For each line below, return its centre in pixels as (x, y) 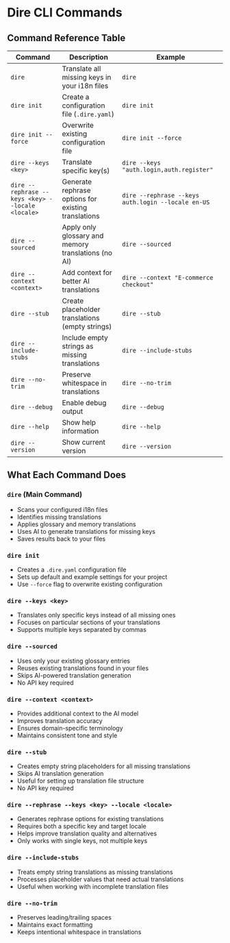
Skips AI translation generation (60, 774)
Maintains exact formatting (55, 925)
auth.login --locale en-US (166, 203)
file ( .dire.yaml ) (88, 114)
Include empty (85, 338)
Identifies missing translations (59, 517)
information (80, 431)
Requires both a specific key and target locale (81, 826)
